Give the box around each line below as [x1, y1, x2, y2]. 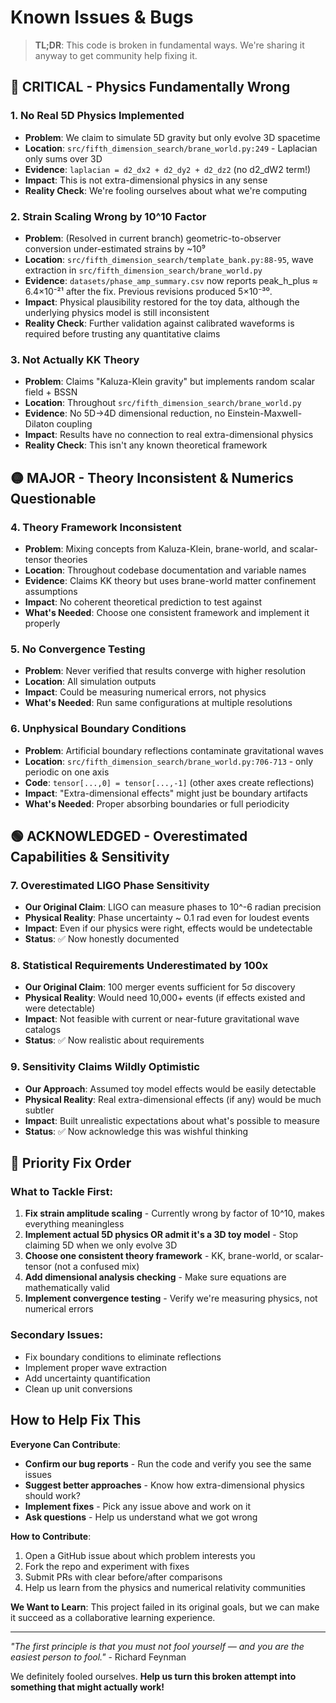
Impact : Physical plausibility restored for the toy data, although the [24, 296, 300, 308]
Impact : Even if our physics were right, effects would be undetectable [24, 922, 313, 935]
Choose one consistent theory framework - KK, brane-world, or [24, 1250, 293, 1262]
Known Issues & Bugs [10, 6, 194, 29]
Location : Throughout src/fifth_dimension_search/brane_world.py [24, 397, 302, 409]
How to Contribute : [10, 1530, 92, 1542]
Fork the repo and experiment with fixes [24, 1560, 190, 1572]
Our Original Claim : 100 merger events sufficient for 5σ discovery [24, 981, 296, 993]
